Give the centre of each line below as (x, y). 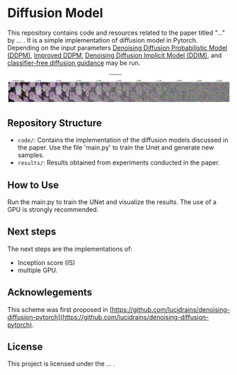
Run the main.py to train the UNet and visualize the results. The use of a (112, 202)
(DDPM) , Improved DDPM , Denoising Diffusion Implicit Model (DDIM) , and (115, 55)
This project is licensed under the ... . (61, 364)
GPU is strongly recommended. (53, 209)
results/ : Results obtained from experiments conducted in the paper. (119, 163)
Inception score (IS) (46, 262)
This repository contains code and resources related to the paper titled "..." (116, 33)
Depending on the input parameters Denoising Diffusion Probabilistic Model (117, 47)
